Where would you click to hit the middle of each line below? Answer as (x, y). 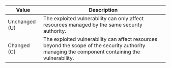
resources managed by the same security (93, 25)
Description (103, 10)
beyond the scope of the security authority (94, 46)
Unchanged (22, 21)
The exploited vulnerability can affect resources (100, 39)
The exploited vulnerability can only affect (93, 18)
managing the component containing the (92, 52)
